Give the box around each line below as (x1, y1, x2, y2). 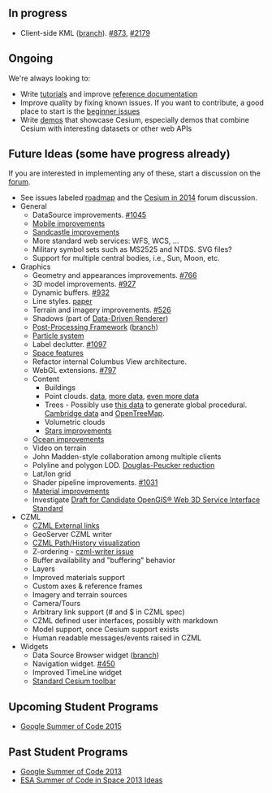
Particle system (32, 331, 84, 340)
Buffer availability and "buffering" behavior (32, 556, 176, 565)
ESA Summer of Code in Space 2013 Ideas (19, 775, 163, 785)
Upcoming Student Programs (8, 700, 159, 713)
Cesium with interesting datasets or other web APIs (19, 123, 192, 133)
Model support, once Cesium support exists (32, 625, 179, 635)
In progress (8, 6, 67, 20)
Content (32, 374, 59, 384)
